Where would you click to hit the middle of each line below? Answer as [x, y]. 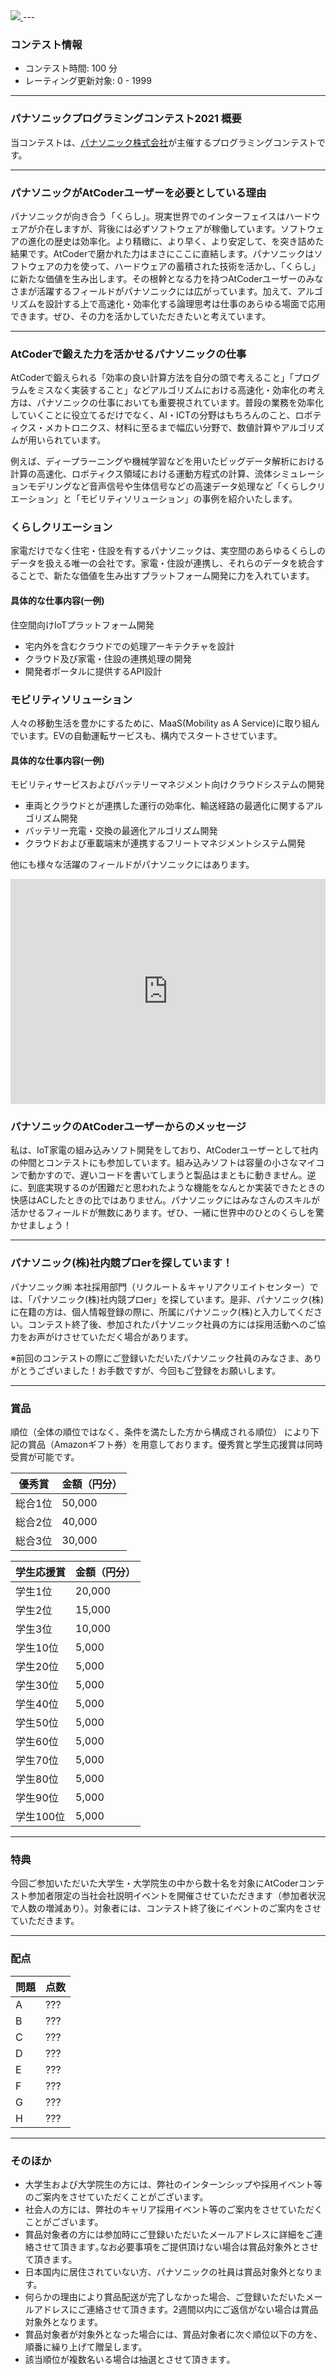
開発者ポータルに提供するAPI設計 [93, 671]
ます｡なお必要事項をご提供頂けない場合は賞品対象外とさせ [198, 2246]
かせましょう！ [41, 1225]
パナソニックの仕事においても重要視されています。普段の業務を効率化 [180, 403]
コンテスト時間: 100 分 [71, 68]
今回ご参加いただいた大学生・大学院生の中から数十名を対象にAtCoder [154, 1883]
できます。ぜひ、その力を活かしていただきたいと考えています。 [141, 316]
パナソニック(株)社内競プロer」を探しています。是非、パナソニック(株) [178, 1299]
